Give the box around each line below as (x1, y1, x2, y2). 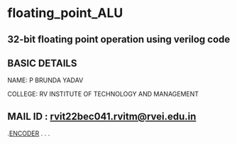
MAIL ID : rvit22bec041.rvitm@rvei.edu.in (7, 110, 197, 122)
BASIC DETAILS (7, 57, 77, 69)
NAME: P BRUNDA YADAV (7, 76, 84, 84)
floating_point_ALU (7, 5, 123, 21)
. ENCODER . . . (7, 129, 50, 138)
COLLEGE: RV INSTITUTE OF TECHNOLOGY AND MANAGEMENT (7, 90, 199, 99)
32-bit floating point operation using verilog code (7, 33, 231, 45)
